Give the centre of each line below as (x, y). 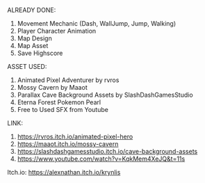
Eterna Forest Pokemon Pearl (59, 102)
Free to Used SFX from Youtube (63, 110)
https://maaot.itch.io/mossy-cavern (68, 144)
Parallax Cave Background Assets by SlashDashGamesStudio (105, 95)
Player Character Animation (57, 31)
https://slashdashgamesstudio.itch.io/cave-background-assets (107, 151)
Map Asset (33, 46)
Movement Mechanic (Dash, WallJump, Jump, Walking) (97, 23)
